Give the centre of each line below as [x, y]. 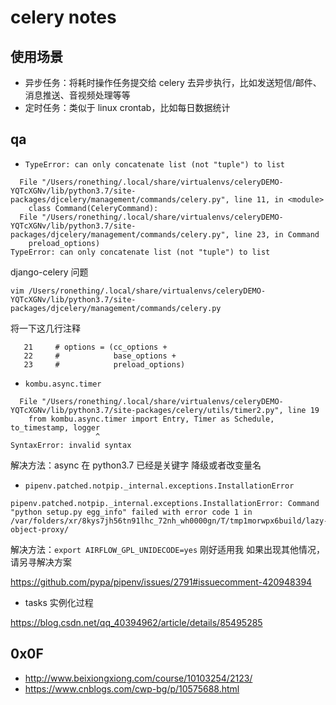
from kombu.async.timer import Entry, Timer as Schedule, [151, 419]
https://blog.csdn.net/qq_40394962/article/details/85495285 [136, 622]
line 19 [303, 410]
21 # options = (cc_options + [95, 347]
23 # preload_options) [104, 364]
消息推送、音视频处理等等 [77, 95]
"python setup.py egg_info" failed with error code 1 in [131, 512]
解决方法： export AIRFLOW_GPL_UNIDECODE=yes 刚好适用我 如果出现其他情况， [167, 549]
